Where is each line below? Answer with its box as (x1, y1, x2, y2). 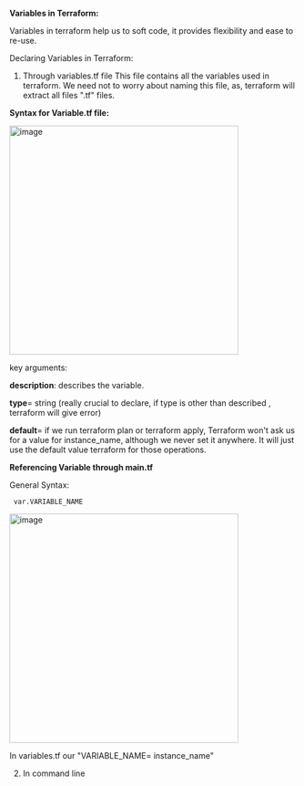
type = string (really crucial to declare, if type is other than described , (9, 398, 271, 409)
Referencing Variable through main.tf (9, 462, 153, 472)
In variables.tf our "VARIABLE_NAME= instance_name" (9, 750, 214, 760)
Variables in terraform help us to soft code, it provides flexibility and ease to (9, 26, 294, 36)
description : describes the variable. (9, 380, 145, 390)
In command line (22, 768, 86, 779)
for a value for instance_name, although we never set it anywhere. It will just (9, 435, 295, 445)
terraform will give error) (9, 408, 102, 418)
